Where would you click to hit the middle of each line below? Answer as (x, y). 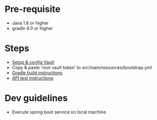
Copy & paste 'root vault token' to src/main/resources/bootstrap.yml (82, 67)
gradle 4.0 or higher (32, 28)
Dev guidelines (36, 98)
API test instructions (32, 78)
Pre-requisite (33, 9)
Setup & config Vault (33, 62)
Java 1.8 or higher (30, 23)
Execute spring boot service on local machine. (60, 112)
